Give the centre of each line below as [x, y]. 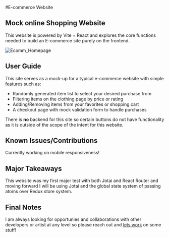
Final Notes [23, 207]
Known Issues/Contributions [51, 141]
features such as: [23, 84]
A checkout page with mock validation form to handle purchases [80, 109]
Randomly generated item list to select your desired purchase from [82, 93]
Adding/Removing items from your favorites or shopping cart [76, 104]
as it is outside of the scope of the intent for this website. [64, 125]
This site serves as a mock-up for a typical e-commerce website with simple [84, 78]
